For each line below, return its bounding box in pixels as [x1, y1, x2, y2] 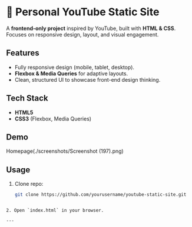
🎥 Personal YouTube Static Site [6, 5, 160, 19]
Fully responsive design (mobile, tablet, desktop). [14, 64, 134, 71]
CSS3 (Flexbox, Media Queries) [14, 115, 92, 122]
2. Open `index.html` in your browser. [6, 208, 104, 213]
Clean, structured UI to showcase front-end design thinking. [14, 76, 161, 83]
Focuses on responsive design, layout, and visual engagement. [6, 31, 159, 38]
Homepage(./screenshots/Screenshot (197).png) [6, 148, 124, 155]
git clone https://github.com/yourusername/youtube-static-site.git [14, 192, 187, 198]
